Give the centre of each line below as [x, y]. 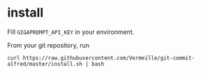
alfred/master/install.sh [45, 64]
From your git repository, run [48, 45]
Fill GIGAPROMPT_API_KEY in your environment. [71, 32]
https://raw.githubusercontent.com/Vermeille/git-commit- [109, 58]
